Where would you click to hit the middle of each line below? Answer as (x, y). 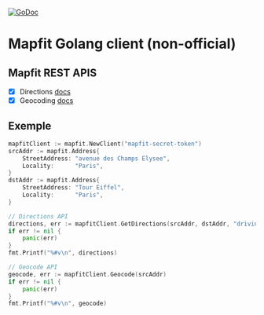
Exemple (30, 126)
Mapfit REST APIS (52, 73)
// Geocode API (33, 267)
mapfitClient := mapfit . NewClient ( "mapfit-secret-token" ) (105, 144)
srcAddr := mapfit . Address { (54, 151)
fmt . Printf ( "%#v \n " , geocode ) (58, 304)
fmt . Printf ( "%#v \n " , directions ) (63, 253)
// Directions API (38, 216)
